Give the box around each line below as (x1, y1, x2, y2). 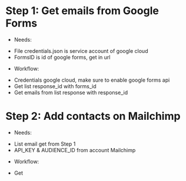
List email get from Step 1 (14, 140, 76, 148)
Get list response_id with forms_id (14, 82, 97, 89)
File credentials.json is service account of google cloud (14, 47, 148, 54)
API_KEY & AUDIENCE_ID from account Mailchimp (14, 146, 136, 153)
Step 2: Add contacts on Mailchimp (5, 110, 181, 123)
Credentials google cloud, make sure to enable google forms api (14, 76, 170, 83)
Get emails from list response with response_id (14, 89, 128, 96)
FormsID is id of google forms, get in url (14, 53, 111, 61)
